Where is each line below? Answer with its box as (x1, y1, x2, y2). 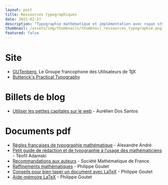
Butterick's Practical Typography (12, 73, 80, 80)
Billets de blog (5, 91, 65, 103)
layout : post (5, 7, 32, 12)
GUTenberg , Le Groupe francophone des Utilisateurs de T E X (12, 68, 136, 75)
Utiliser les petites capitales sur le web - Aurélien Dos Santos (12, 108, 138, 114)
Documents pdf (5, 125, 71, 137)
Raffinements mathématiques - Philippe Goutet (12, 163, 109, 169)
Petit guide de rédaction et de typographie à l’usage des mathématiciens (12, 147, 162, 153)
